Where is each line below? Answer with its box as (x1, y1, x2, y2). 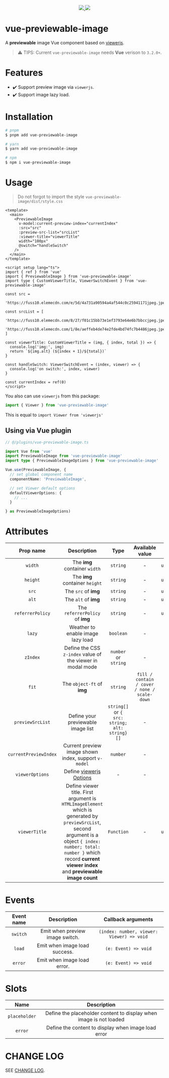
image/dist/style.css (17, 199, 63, 204)
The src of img (64, 588, 100, 595)
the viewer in (67, 657, 98, 664)
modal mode (67, 663, 97, 670)
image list (71, 725, 94, 732)
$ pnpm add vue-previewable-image (5, 132, 78, 138)
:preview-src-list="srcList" (18, 230, 80, 235)
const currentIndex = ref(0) (5, 380, 66, 385)
